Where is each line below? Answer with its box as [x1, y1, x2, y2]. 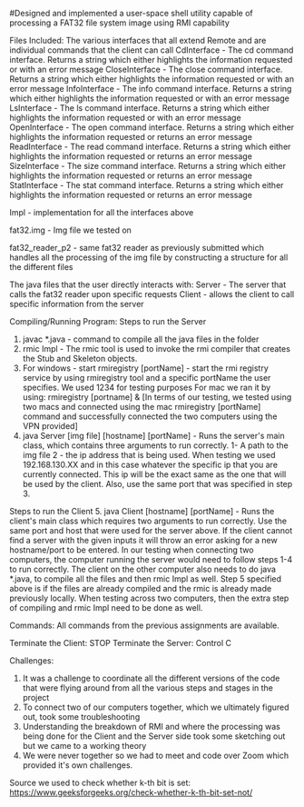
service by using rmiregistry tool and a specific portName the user [22, 373, 271, 383]
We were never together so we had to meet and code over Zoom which [22, 750, 289, 761]
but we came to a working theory [22, 741, 147, 751]
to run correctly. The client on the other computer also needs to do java [9, 563, 277, 574]
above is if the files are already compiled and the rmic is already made [9, 583, 272, 593]
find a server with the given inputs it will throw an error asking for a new [9, 535, 279, 545]
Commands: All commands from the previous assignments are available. [9, 620, 279, 631]
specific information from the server [9, 299, 144, 309]
